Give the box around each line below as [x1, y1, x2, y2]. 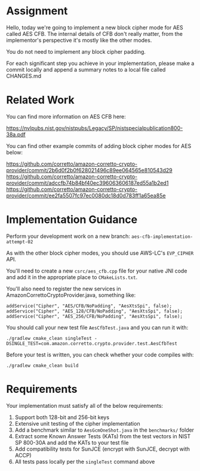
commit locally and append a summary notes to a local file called [6, 66, 166, 73]
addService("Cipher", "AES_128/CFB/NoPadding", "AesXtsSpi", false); [6, 308, 183, 314]
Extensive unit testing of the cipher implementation [14, 420, 140, 427]
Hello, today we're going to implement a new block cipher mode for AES [6, 24, 183, 31]
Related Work [6, 94, 75, 107]
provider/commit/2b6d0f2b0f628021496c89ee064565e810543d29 [6, 166, 173, 173]
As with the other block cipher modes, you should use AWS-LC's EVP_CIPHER [6, 249, 194, 256]
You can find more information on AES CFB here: [6, 113, 127, 120]
